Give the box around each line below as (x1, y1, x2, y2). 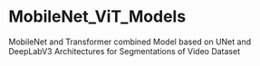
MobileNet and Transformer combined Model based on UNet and (8, 36, 252, 47)
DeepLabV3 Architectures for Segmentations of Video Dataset (8, 45, 241, 56)
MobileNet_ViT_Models (8, 6, 187, 27)
